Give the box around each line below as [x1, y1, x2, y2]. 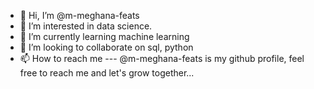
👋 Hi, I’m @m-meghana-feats [19, 10, 140, 21]
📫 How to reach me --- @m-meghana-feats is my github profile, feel [19, 53, 305, 64]
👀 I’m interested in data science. [19, 20, 153, 32]
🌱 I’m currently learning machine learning [19, 31, 190, 42]
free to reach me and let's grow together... [19, 67, 195, 79]
